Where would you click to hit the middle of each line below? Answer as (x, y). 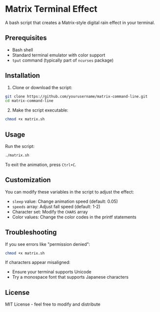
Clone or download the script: (42, 87)
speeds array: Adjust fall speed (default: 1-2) (56, 206)
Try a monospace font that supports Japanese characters (70, 277)
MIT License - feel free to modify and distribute (53, 304)
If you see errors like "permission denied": (48, 244)
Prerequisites (26, 38)
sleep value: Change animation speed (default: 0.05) (65, 201)
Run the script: (20, 146)
